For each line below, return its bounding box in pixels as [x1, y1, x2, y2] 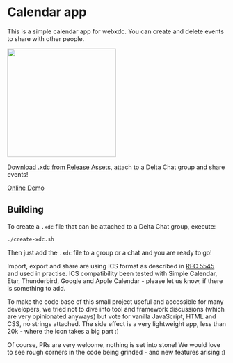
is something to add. [7, 284, 66, 292]
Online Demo [7, 184, 45, 192]
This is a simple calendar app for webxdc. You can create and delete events [7, 27, 225, 35]
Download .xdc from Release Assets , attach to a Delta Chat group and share [7, 163, 225, 171]
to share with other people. [7, 34, 85, 42]
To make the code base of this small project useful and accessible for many [7, 297, 224, 306]
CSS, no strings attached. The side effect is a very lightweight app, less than [7, 319, 227, 328]
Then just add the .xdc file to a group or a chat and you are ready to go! [7, 248, 212, 257]
